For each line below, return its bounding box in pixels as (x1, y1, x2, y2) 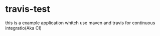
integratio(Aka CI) (5, 25, 42, 31)
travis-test (5, 3, 50, 15)
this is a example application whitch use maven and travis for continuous (5, 20, 155, 26)
